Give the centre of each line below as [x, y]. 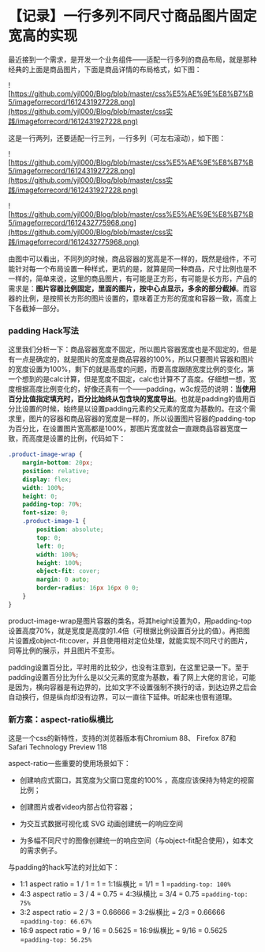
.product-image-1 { [54, 522]
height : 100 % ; [60, 563]
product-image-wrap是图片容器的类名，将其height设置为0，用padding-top [130, 620]
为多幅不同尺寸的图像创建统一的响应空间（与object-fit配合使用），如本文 [136, 840]
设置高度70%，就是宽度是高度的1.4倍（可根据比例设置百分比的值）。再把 [126, 631]
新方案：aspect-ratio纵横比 [61, 719]
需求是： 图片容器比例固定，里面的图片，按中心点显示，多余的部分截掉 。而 [129, 288]
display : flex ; [47, 480]
